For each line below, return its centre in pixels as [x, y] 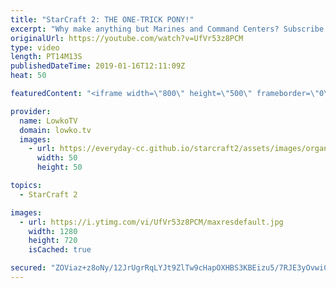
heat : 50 [28, 76]
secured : [28, 268]
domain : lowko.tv [55, 130]
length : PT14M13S [46, 57]
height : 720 [53, 241]
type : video [35, 47]
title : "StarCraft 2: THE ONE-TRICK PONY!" [102, 19]
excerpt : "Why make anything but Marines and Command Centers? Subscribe [167, 29]
